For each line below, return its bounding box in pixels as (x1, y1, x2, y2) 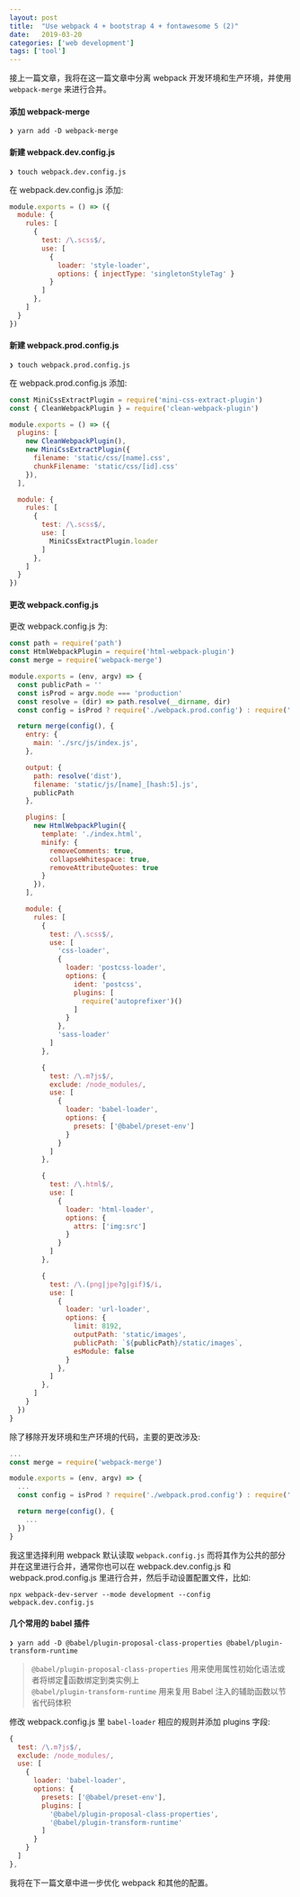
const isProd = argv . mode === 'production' (17, 688, 182, 698)
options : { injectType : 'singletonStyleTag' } (57, 269, 235, 278)
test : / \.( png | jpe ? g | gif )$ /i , (49, 1280, 163, 1289)
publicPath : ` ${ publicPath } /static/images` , (73, 1339, 243, 1348)
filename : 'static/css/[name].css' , (32, 454, 171, 463)
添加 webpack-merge (9, 105, 91, 117)
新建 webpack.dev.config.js (9, 146, 115, 158)
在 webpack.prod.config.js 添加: (9, 377, 128, 388)
